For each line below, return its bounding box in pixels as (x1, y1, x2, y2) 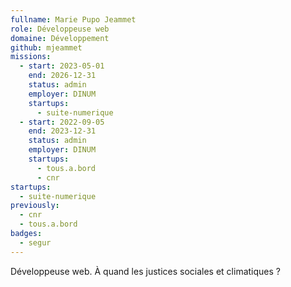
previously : (10, 201, 60, 211)
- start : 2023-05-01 (19, 61, 105, 71)
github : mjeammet (10, 42, 83, 53)
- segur (19, 237, 52, 248)
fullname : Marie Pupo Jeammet (10, 14, 137, 25)
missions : (10, 52, 52, 62)
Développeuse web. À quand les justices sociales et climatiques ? (10, 265, 281, 277)
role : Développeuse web (10, 24, 110, 34)
